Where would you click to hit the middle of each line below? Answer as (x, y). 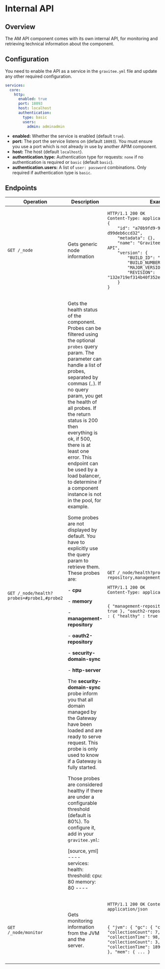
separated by (83, 377)
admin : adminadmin (46, 126)
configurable (82, 803)
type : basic (35, 117)
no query (78, 390)
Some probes (83, 518)
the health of (82, 402)
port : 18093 (30, 104)
